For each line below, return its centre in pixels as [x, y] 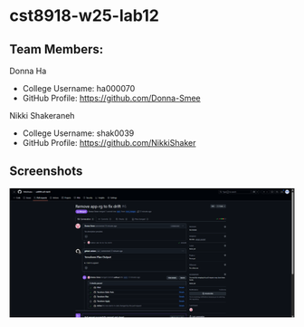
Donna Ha [28, 71]
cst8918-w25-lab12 [85, 16]
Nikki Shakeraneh [42, 115]
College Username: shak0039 [78, 133]
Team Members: [57, 49]
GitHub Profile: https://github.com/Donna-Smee [111, 98]
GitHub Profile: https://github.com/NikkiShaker [109, 143]
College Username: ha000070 [79, 88]
